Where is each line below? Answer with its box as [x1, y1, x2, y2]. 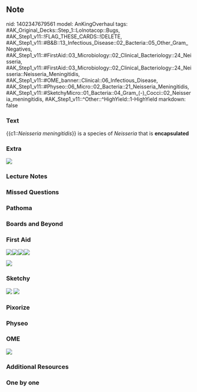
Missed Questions [6, 188, 59, 196]
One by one [6, 378, 40, 387]
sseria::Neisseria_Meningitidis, [6, 70, 81, 77]
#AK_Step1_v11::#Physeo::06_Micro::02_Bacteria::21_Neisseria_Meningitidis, [6, 83, 189, 90]
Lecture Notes [6, 172, 48, 180]
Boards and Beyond [6, 220, 64, 228]
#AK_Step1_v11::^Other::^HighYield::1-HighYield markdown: [45, 95, 186, 103]
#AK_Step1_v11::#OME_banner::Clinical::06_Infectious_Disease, [6, 77, 158, 84]
